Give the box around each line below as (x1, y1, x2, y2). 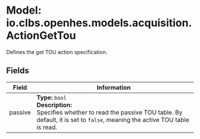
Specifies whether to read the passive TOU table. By (36, 108, 183, 116)
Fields (6, 66, 30, 76)
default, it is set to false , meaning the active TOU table (36, 115, 189, 124)
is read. (36, 123, 58, 131)
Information (96, 83, 131, 91)
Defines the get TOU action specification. (6, 48, 108, 55)
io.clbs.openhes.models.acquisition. (6, 16, 192, 30)
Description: (36, 100, 73, 109)
